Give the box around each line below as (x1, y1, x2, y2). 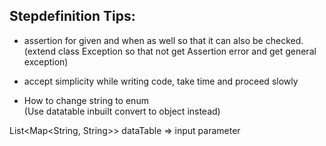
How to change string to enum (23, 94, 149, 106)
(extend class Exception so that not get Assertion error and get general (23, 45, 317, 57)
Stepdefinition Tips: (9, 8, 136, 25)
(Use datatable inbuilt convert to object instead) (23, 105, 221, 117)
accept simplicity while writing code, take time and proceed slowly (23, 75, 299, 87)
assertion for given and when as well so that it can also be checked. (23, 34, 304, 46)
